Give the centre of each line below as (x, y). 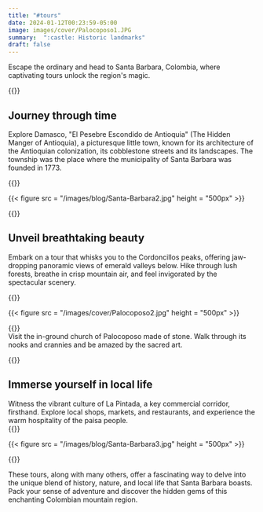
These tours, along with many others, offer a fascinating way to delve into (127, 474)
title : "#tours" (35, 15)
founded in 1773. (35, 168)
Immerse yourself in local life (80, 385)
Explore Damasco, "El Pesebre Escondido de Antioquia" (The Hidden (119, 134)
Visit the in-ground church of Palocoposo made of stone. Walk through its (127, 336)
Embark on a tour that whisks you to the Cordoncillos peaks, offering (119, 257)
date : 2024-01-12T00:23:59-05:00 (63, 23)
